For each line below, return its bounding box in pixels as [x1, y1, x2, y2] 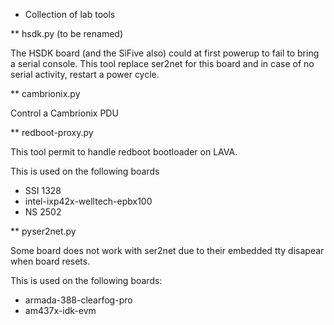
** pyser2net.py [10, 225, 77, 237]
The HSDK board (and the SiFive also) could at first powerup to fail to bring [10, 47, 320, 59]
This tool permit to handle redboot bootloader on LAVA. [10, 146, 238, 158]
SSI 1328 [24, 185, 62, 196]
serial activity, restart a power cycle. [10, 69, 160, 80]
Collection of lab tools [24, 9, 116, 20]
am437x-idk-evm [24, 305, 97, 316]
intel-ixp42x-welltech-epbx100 [24, 195, 153, 207]
